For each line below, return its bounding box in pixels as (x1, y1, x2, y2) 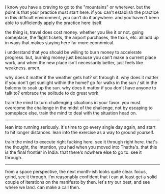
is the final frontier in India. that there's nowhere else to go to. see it (5, 149, 142, 155)
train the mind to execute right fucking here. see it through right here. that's (5, 139, 158, 144)
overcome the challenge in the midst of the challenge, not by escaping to (5, 105, 153, 111)
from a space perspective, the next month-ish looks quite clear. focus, (5, 169, 147, 174)
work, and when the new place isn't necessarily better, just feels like (5, 60, 143, 65)
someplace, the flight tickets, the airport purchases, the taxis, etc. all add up (5, 34, 159, 40)
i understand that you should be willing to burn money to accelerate (5, 49, 142, 55)
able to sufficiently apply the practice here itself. (5, 20, 103, 26)
